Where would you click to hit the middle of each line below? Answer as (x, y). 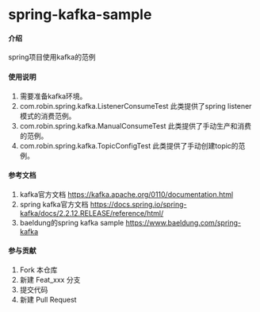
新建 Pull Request (48, 300)
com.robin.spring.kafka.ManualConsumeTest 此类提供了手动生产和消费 (136, 125)
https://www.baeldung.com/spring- (184, 222)
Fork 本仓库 (38, 270)
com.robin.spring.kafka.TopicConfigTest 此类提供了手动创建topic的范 (132, 145)
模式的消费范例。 (48, 116)
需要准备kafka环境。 (53, 96)
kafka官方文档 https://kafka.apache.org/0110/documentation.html (126, 194)
